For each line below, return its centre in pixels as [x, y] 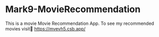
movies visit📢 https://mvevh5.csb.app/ [45, 28]
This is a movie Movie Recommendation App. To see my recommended [80, 23]
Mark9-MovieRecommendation [73, 9]
